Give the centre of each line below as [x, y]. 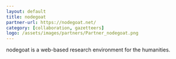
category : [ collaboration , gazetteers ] [55, 28]
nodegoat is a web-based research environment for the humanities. [88, 50]
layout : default [26, 11]
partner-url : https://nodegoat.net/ [51, 22]
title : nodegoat [26, 17]
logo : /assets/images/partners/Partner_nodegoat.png [72, 33]
